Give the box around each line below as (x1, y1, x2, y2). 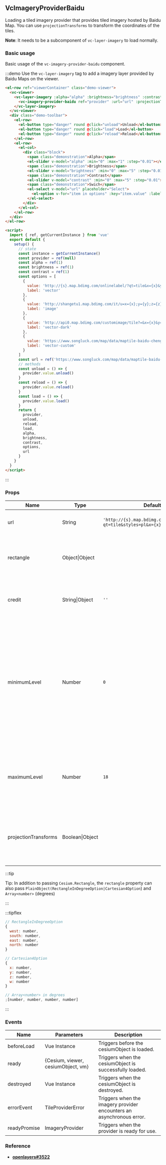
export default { (9, 237, 45, 242)
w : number (9, 979, 30, 984)
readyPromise (7, 1125, 41, 1132)
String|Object (62, 596, 93, 603)
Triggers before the (98, 1040, 143, 1047)
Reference (5, 1143, 31, 1150)
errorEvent (7, 1104, 33, 1111)
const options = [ (18, 274, 56, 279)
